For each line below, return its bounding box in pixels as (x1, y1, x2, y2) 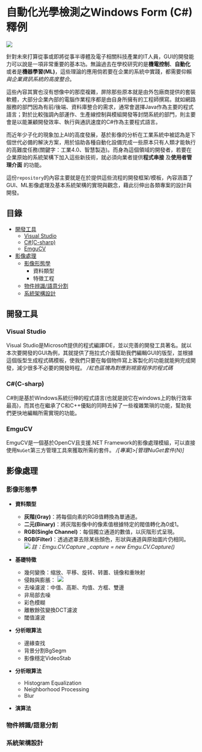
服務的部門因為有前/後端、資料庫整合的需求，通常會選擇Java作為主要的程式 (6, 103, 194, 110)
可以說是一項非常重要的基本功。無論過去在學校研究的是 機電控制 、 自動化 (11, 60, 191, 67)
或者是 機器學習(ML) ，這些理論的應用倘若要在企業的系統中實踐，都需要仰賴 (6, 67, 192, 75)
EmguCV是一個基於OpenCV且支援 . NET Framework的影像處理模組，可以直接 (6, 439, 195, 446)
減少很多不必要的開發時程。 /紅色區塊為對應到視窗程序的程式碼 (16, 365, 173, 372)
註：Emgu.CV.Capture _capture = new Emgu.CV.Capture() (31, 543, 176, 550)
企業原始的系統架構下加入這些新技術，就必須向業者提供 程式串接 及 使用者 (6, 153, 187, 161)
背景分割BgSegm (23, 647, 67, 654)
